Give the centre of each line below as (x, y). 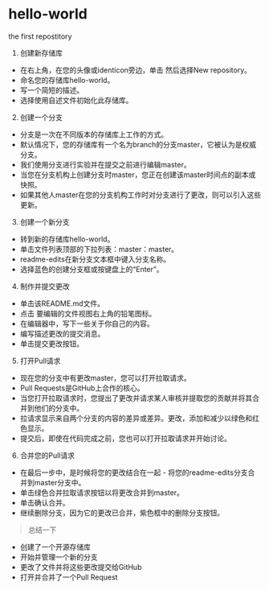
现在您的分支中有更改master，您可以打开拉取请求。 (105, 378)
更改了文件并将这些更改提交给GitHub (81, 567)
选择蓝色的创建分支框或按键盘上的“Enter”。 (92, 269)
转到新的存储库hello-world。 (67, 239)
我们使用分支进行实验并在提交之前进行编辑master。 (105, 164)
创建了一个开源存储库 (55, 547)
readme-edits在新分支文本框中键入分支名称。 (95, 259)
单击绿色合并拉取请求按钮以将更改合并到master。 (102, 493)
